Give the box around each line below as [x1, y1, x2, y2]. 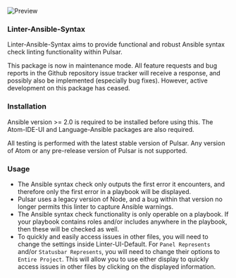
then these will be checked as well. [17, 224, 120, 233]
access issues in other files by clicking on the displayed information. [17, 262, 216, 271]
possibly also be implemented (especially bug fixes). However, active [7, 76, 208, 85]
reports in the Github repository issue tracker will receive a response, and [7, 69, 221, 78]
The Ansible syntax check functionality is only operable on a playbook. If [17, 210, 229, 218]
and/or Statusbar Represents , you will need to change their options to [17, 247, 221, 255]
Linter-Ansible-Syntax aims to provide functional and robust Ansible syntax [7, 40, 225, 49]
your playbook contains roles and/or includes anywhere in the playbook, [17, 217, 228, 226]
